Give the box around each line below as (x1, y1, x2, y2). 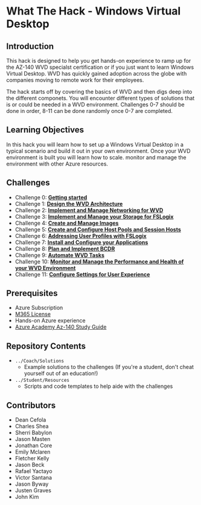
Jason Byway (14, 480, 49, 487)
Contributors (6, 400, 56, 410)
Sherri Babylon (14, 429, 53, 436)
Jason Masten (14, 436, 51, 443)
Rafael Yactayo (14, 468, 53, 475)
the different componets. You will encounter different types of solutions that (6, 95, 195, 101)
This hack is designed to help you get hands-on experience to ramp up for (6, 57, 191, 64)
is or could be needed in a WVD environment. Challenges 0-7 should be (6, 101, 185, 108)
